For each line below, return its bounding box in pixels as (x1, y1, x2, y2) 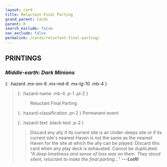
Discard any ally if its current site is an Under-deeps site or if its (30, 129, 162, 135)
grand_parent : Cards (5, 17, 49, 22)
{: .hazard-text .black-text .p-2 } (17, 119, 84, 126)
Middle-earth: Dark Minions (5, 69, 75, 76)
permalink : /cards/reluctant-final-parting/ (5, 36, 100, 41)
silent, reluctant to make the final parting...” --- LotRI (30, 156, 139, 162)
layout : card (5, 7, 33, 13)
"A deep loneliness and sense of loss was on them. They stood (30, 150, 161, 156)
